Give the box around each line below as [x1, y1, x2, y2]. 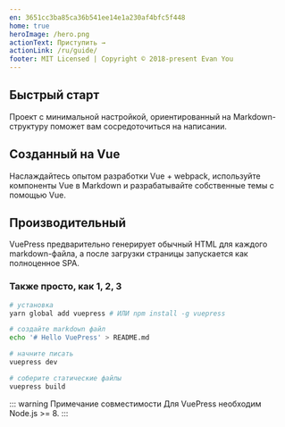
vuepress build [9, 381, 66, 391]
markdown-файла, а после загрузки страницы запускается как [9, 248, 248, 259]
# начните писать [9, 349, 74, 358]
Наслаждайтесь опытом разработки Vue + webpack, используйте [9, 171, 261, 181]
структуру [9, 121, 49, 131]
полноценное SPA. [9, 258, 80, 269]
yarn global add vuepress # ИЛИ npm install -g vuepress [9, 309, 226, 318]
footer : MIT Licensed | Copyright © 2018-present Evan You [9, 54, 234, 63]
